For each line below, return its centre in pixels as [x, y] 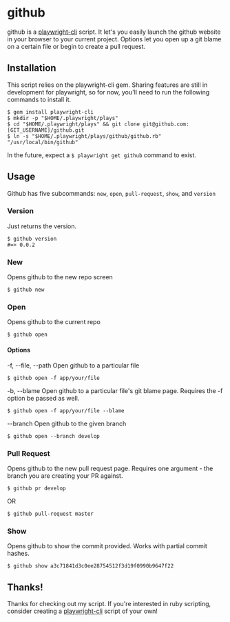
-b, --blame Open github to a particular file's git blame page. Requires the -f [115, 390]
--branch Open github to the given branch [67, 423]
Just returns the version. [42, 226]
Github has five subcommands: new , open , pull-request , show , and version [111, 193]
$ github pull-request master [51, 514]
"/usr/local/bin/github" [43, 142]
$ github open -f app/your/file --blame [66, 411]
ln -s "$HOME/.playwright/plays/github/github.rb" [87, 136]
